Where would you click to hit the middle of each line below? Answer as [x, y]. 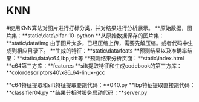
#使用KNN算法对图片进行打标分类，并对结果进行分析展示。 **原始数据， [97, 28]
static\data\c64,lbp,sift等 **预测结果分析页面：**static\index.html [103, 58]
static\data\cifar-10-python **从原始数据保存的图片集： [96, 35]
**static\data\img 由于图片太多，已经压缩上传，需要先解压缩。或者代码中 [97, 43]
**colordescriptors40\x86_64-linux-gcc [56, 72]
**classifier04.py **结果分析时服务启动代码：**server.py [77, 92]
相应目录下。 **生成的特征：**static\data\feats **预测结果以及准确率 [102, 50]
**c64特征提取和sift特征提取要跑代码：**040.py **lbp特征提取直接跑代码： [101, 84]
